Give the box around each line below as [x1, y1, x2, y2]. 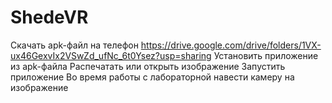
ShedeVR [10, 6, 89, 29]
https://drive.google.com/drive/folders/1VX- [140, 39, 322, 51]
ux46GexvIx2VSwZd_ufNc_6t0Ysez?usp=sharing [10, 49, 212, 61]
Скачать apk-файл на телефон [10, 39, 139, 51]
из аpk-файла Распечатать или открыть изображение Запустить [10, 60, 286, 72]
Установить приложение [213, 49, 319, 61]
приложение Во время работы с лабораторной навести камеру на [10, 71, 295, 83]
